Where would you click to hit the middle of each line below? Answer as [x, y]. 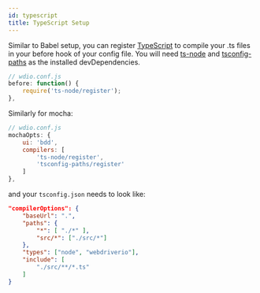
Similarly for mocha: [41, 113]
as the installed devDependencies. [84, 62]
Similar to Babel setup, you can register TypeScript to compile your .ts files [129, 45]
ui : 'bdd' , [40, 143]
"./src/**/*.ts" [63, 267]
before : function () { [44, 83]
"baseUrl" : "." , [49, 216]
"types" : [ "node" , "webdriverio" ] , [81, 253]
